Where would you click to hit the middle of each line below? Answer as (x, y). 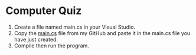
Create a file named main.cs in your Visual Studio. (75, 27)
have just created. (36, 39)
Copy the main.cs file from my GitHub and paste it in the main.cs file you (102, 33)
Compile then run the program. (52, 46)
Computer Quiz (44, 11)
